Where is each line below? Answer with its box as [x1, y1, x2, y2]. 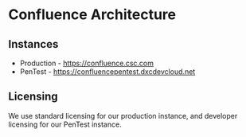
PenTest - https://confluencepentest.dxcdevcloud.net [19, 67, 196, 76]
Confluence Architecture [8, 6, 177, 24]
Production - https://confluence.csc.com [19, 58, 154, 68]
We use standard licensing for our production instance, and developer [8, 111, 238, 120]
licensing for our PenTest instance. [8, 119, 122, 129]
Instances [8, 37, 59, 51]
